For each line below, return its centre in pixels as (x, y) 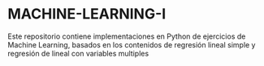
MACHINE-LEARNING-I (87, 14)
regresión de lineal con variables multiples (78, 53)
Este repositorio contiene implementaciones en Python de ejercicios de (127, 36)
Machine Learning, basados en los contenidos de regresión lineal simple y (132, 44)
